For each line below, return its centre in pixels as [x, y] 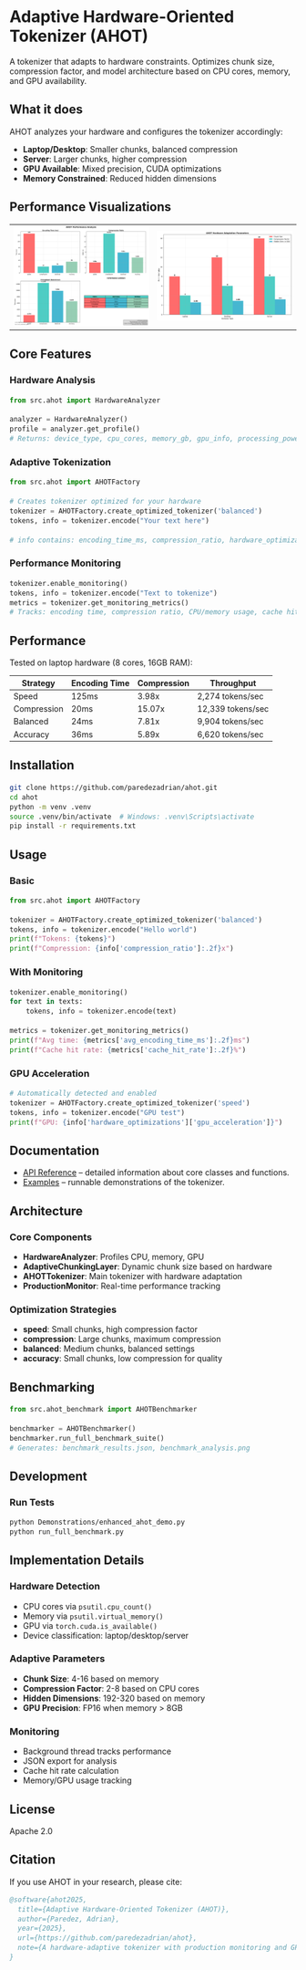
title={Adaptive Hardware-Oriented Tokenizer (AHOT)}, [124, 1909]
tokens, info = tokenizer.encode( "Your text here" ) [109, 521]
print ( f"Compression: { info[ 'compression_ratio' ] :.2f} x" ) [122, 949]
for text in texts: [46, 1002]
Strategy [39, 683]
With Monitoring [46, 972]
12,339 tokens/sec [233, 709]
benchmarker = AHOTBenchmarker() [73, 1428]
